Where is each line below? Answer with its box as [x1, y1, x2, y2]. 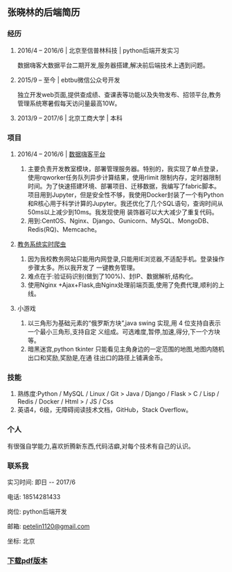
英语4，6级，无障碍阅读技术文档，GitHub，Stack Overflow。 [17, 406, 193, 414]
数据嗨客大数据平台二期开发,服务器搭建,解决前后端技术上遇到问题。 [17, 61, 209, 69]
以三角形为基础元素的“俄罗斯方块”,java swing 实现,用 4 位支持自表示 [27, 318, 222, 327]
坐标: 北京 [7, 537, 35, 545]
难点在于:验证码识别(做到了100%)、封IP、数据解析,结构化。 [27, 272, 197, 280]
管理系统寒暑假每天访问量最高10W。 [17, 99, 121, 107]
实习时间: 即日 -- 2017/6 [7, 478, 76, 486]
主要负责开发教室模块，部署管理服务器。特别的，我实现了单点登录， [27, 164, 222, 173]
